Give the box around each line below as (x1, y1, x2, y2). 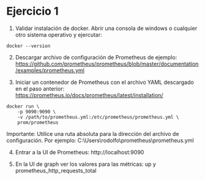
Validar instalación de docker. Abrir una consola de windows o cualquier (15, 24, 198, 32)
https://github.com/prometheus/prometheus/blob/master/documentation (15, 60, 199, 67)
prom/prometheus (17, 119, 59, 126)
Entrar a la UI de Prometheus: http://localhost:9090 (15, 148, 144, 156)
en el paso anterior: (15, 84, 65, 92)
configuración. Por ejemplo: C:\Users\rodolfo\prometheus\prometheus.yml (6, 137, 194, 144)
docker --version (6, 43, 51, 49)
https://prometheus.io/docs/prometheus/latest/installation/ (15, 91, 163, 99)
